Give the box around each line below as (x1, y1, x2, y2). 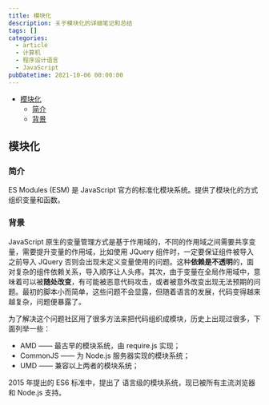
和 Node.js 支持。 (8, 387, 66, 397)
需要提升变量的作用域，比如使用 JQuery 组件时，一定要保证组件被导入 (22, 247, 255, 256)
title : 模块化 (8, 11, 52, 20)
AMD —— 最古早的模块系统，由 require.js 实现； (19, 340, 181, 350)
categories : (8, 34, 48, 42)
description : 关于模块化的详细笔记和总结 (8, 19, 133, 27)
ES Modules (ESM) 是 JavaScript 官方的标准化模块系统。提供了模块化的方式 (8, 185, 259, 195)
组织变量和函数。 (8, 195, 65, 204)
